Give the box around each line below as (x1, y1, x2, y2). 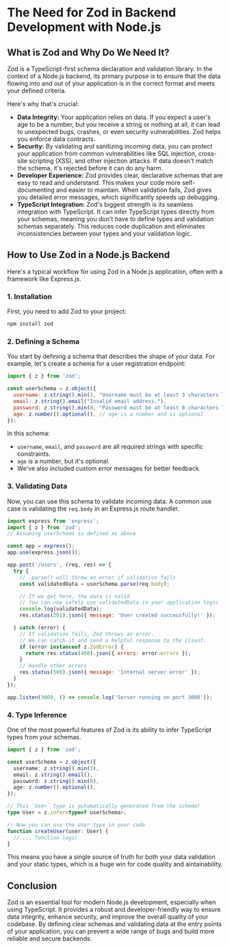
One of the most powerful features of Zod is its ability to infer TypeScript (7, 726, 212, 734)
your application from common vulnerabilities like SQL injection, (16, 149, 197, 157)
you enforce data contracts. (16, 135, 96, 143)
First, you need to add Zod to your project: (7, 307, 127, 316)
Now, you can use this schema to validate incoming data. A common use (7, 497, 212, 505)
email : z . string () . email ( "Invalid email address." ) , (13, 398, 167, 405)
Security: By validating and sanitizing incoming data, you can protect (16, 142, 213, 150)
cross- (198, 149, 217, 157)
